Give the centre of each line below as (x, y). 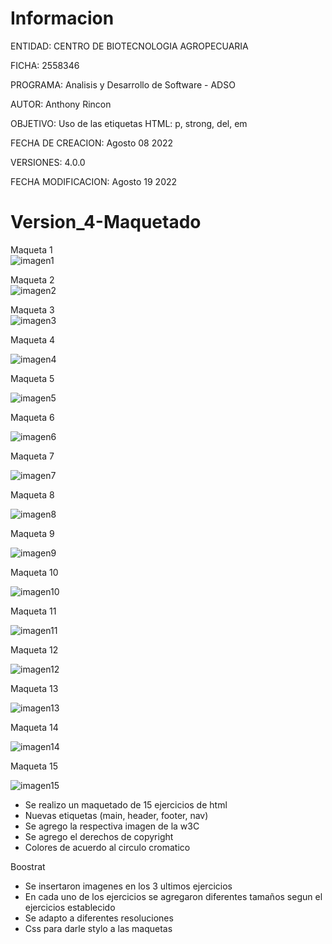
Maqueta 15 (34, 766)
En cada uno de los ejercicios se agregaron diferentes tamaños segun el (173, 896)
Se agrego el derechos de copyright (99, 836)
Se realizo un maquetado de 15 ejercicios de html (126, 804)
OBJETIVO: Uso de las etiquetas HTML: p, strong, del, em (129, 123)
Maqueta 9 (32, 533)
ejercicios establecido (70, 907)
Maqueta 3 (32, 309)
